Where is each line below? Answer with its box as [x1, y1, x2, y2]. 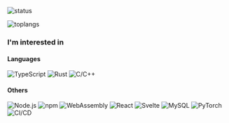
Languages [7, 54, 41, 63]
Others [7, 85, 28, 94]
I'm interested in [7, 37, 64, 47]
